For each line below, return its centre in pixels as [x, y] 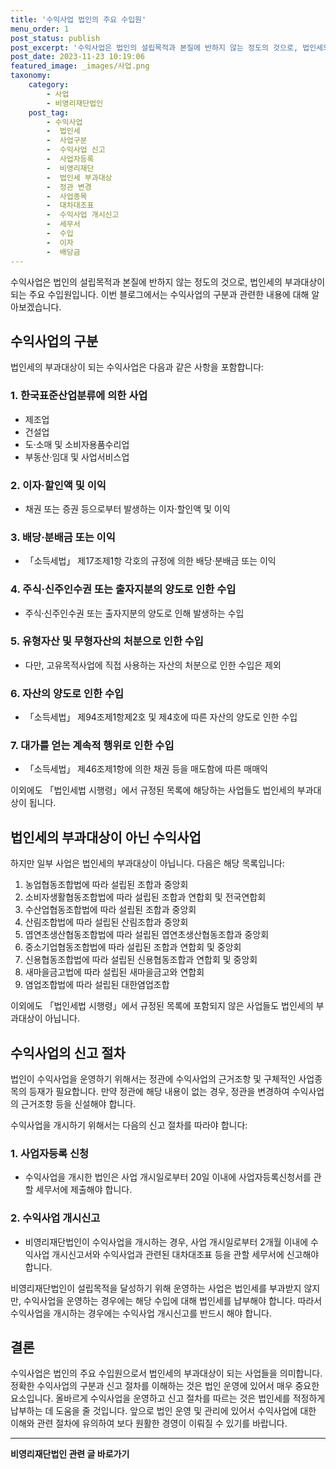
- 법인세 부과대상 [79, 177]
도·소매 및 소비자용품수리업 [77, 444]
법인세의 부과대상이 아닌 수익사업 [106, 837]
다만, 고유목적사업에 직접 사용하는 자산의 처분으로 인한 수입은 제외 [153, 665]
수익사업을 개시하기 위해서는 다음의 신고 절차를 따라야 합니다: [129, 1125]
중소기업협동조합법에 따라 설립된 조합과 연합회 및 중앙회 [133, 947]
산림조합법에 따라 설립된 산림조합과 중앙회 [106, 922]
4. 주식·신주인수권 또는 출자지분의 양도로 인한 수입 [123, 589]
